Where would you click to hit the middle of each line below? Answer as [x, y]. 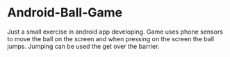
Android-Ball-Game [65, 13]
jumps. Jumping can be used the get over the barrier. [83, 46]
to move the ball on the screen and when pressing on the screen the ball [110, 38]
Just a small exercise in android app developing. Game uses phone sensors [115, 32]
